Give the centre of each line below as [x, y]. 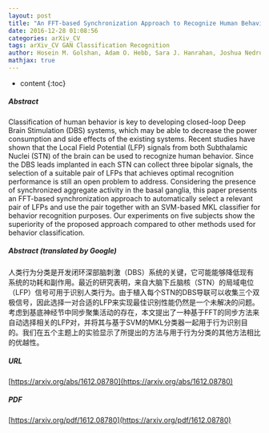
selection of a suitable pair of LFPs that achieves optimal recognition [121, 172]
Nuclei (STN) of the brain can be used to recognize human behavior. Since [131, 156]
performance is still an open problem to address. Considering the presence [132, 181]
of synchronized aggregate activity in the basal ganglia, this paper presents [133, 190]
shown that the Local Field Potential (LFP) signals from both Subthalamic [128, 147]
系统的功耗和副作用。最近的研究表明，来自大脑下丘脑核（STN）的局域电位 [131, 282]
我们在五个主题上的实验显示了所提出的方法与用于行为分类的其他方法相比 [141, 332]
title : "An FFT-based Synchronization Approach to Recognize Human [123, 23]
